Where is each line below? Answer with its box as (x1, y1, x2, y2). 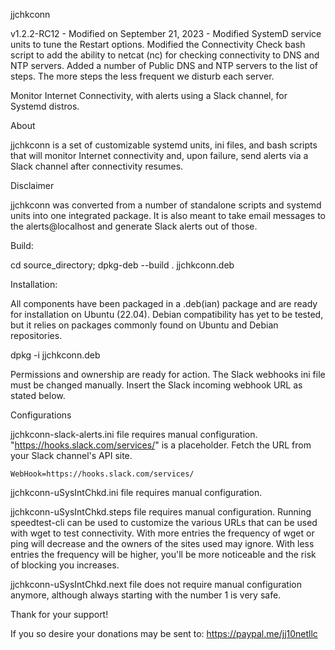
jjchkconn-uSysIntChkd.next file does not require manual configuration (10, 579, 302, 590)
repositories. (10, 330, 63, 341)
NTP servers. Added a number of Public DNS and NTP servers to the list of (10, 60, 319, 71)
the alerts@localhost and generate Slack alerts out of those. (10, 220, 258, 232)
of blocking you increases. (10, 559, 120, 571)
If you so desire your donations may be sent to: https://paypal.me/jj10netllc (10, 628, 318, 639)
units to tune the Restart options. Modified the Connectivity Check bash (10, 39, 306, 50)
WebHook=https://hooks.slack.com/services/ (10, 469, 195, 479)
